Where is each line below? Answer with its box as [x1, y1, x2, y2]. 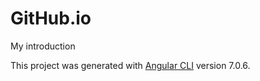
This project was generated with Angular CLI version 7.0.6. [10, 59, 251, 71]
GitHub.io [10, 7, 92, 30]
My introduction [10, 40, 76, 52]
